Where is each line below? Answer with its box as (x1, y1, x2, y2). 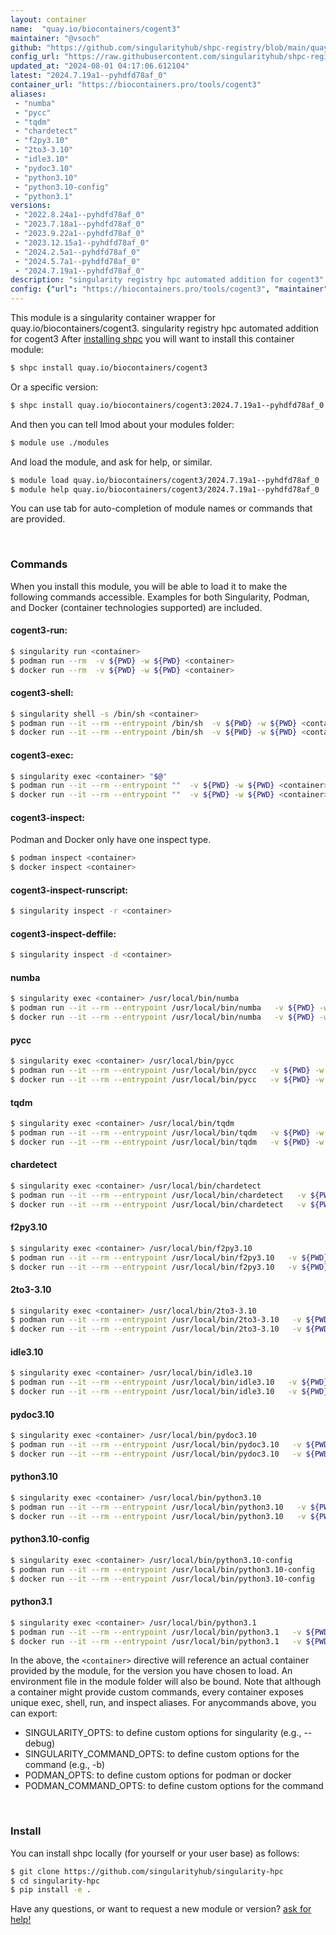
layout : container (10, 14, 87, 25)
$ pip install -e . (10, 1885, 92, 1895)
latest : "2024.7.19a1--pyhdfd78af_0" (10, 71, 168, 81)
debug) (24, 1737, 56, 1750)
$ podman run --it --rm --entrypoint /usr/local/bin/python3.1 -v (10, 1627, 302, 1637)
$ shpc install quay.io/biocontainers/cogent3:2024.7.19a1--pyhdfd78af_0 (10, 400, 325, 410)
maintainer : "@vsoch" (10, 33, 101, 43)
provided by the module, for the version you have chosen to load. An (10, 1665, 293, 1677)
